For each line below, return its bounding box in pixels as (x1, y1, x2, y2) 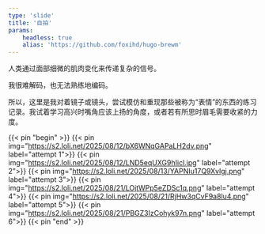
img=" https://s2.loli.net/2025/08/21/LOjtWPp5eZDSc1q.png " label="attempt (8, 183, 256, 193)
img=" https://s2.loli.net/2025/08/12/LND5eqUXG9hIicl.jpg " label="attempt (8, 158, 251, 168)
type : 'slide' (8, 11, 55, 20)
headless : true (22, 33, 73, 42)
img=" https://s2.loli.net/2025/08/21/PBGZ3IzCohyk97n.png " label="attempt (8, 209, 256, 218)
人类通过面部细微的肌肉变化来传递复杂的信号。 (8, 64, 161, 74)
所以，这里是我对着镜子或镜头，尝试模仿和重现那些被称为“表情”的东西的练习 (8, 97, 257, 107)
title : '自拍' (8, 19, 53, 27)
